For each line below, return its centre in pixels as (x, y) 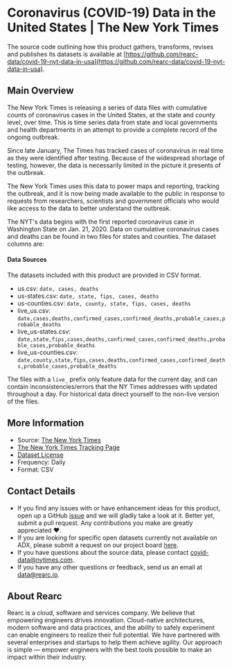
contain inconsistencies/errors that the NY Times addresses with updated (112, 386)
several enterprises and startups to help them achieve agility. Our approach (115, 642)
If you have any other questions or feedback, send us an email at (110, 567)
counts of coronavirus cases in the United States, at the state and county (111, 115)
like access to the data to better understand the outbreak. (89, 208)
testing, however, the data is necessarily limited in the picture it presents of (114, 165)
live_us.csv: (34, 310)
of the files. (24, 401)
